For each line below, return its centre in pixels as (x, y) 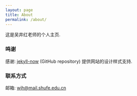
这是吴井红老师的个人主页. (33, 35)
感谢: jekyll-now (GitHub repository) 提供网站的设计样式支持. (69, 61)
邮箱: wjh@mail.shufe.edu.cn (36, 88)
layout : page (19, 10)
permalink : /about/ (26, 19)
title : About (19, 15)
